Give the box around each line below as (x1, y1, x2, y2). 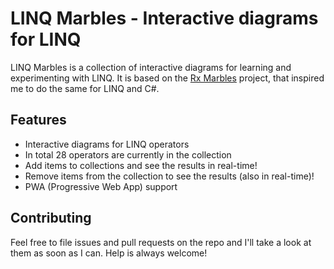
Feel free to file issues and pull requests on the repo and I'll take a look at (10, 236, 312, 248)
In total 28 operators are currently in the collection (24, 148, 232, 161)
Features (10, 112, 67, 129)
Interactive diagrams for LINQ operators (24, 138, 190, 150)
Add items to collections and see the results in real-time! (24, 159, 258, 171)
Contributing (10, 210, 92, 227)
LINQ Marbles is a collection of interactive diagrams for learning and (10, 61, 292, 73)
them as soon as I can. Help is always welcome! (10, 247, 208, 259)
